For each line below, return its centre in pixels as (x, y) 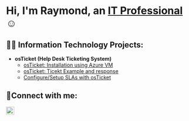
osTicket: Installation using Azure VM (68, 65)
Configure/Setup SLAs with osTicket (67, 77)
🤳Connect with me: (42, 96)
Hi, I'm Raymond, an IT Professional (95, 11)
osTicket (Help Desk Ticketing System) (63, 59)
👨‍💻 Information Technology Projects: (75, 45)
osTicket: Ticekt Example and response (71, 71)
